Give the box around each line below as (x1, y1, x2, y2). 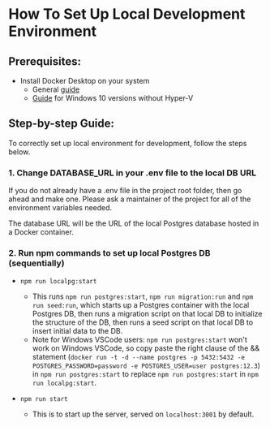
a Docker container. (8, 227, 75, 237)
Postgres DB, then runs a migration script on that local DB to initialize (32, 309, 263, 319)
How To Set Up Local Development (8, 5, 246, 24)
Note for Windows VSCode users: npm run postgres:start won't (32, 334, 247, 345)
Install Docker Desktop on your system (19, 76, 150, 85)
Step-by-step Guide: (8, 117, 115, 131)
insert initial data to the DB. (32, 326, 123, 336)
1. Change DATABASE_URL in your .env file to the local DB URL (8, 167, 257, 179)
